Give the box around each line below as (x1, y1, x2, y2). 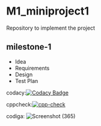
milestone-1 (6, 42, 52, 52)
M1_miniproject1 (6, 4, 89, 18)
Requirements (14, 64, 50, 71)
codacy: (6, 89, 26, 96)
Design (14, 71, 33, 78)
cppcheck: (6, 101, 33, 108)
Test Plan (14, 77, 38, 84)
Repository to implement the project (6, 24, 95, 31)
